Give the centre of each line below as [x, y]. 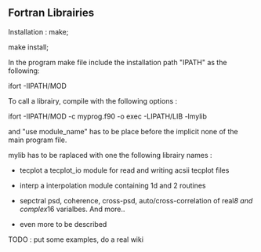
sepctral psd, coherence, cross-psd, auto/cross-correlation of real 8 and [136, 200]
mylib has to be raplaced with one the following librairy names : [111, 155]
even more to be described [63, 224]
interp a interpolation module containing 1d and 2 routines [112, 185]
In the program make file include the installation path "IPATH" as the [118, 62]
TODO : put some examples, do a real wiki [76, 239]
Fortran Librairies [51, 13]
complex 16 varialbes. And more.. [72, 209]
